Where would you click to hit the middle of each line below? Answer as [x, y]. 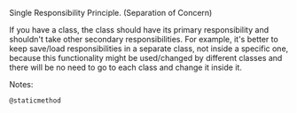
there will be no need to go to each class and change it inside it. [125, 67]
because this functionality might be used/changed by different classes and [146, 58]
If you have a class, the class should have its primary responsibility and [139, 30]
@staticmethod [35, 101]
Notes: [21, 84]
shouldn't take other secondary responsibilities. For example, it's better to [144, 39]
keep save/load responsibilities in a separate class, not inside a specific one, [149, 49]
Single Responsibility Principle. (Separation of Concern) [111, 13]
